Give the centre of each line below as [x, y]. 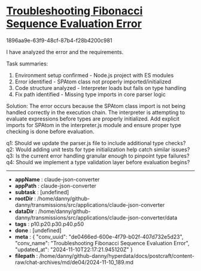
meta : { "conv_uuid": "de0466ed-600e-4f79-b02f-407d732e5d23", [99, 237]
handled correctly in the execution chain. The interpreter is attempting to [96, 112]
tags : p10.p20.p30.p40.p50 [49, 224]
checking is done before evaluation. [50, 131]
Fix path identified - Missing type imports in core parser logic [90, 94]
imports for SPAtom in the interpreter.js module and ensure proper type [94, 125]
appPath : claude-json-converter [56, 186]
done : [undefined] [38, 230]
